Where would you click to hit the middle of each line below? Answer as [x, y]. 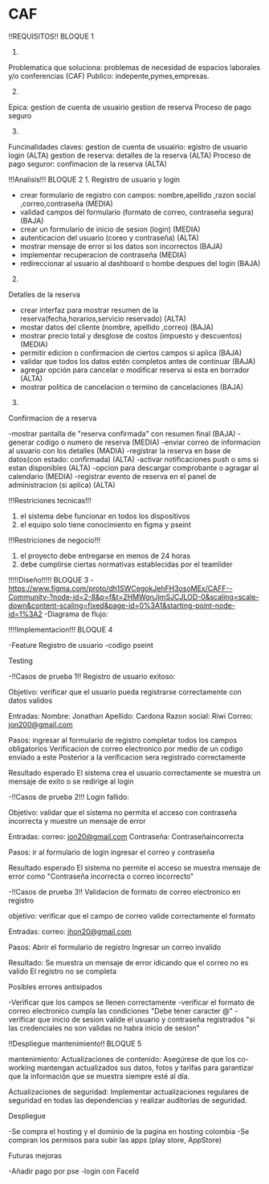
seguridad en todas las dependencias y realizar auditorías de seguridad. [128, 1100]
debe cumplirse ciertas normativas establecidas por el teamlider [126, 564]
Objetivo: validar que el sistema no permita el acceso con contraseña [122, 812]
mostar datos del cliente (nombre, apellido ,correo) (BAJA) [117, 327]
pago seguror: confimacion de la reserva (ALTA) [88, 164]
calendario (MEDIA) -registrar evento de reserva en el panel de [112, 476]
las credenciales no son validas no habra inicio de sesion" [104, 1028]
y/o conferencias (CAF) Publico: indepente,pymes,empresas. [109, 76]
